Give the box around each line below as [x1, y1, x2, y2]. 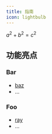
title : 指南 [6, 8, 34, 15]
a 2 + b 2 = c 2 [6, 30, 37, 39]
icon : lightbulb [6, 14, 46, 20]
